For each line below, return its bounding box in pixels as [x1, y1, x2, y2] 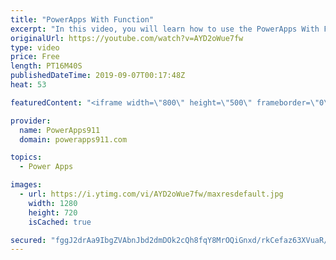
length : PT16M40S [10, 61, 83, 71]
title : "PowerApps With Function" [10, 14, 155, 25]
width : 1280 [28, 198, 78, 208]
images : [10, 180, 43, 190]
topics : [10, 152, 43, 163]
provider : [10, 116, 52, 126]
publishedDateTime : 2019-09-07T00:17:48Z [10, 71, 186, 81]
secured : [10, 235, 47, 245]
